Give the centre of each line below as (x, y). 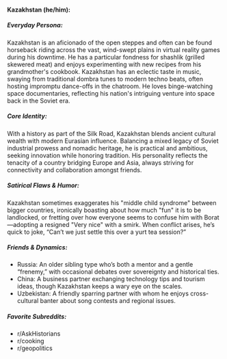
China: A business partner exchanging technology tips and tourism (111, 279)
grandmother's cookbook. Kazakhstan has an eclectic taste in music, (104, 71)
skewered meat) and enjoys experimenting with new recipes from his (104, 64)
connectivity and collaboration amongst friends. (75, 170)
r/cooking (30, 341)
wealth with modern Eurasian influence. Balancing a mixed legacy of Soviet (113, 141)
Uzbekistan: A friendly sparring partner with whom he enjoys (103, 293)
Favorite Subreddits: (37, 317)
